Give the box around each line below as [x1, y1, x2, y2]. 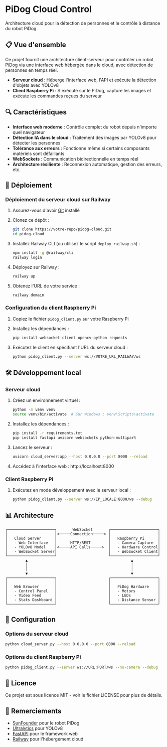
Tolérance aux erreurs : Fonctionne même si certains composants [12, 145, 150, 151]
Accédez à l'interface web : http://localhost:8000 [12, 463, 114, 469]
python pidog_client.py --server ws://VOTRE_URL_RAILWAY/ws [12, 354, 141, 359]
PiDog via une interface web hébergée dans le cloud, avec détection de [5, 62, 153, 68]
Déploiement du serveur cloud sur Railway [5, 196, 111, 203]
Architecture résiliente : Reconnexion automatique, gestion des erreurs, [12, 161, 162, 167]
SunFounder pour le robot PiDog [12, 720, 80, 726]
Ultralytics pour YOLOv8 [12, 725, 63, 731]
